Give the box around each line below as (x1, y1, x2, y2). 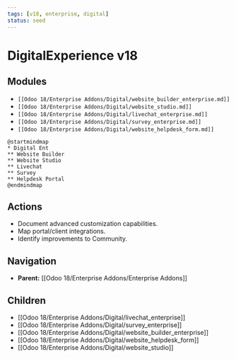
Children (7, 295, 46, 307)
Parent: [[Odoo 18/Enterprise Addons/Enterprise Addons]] (17, 274, 187, 283)
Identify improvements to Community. (17, 234, 128, 243)
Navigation (7, 255, 57, 267)
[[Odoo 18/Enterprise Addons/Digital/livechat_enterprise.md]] (17, 110, 208, 118)
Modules (7, 76, 47, 88)
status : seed (7, 17, 46, 24)
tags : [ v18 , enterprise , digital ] (7, 10, 110, 18)
